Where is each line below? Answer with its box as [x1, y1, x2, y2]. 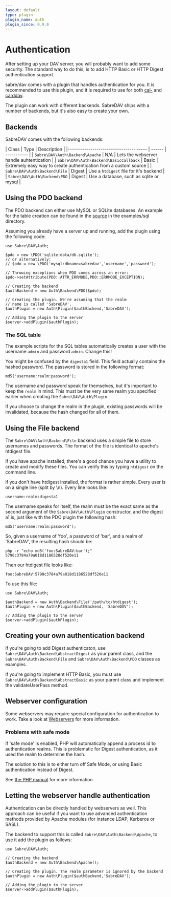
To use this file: [5, 581, 37, 587]
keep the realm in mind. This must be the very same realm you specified [5, 388, 157, 394]
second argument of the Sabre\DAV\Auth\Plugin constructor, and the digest [5, 508, 163, 515]
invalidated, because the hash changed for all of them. [5, 409, 120, 415]
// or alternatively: [5, 257, 52, 262]
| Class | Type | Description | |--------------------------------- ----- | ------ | [5, 146, 166, 152]
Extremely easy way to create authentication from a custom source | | [5, 162, 152, 168]
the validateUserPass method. [5, 682, 69, 688]
